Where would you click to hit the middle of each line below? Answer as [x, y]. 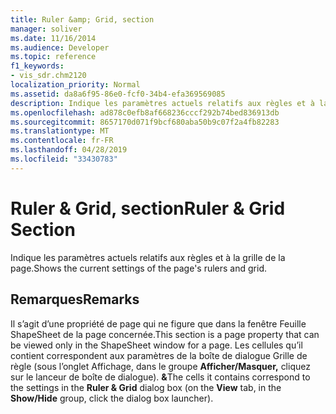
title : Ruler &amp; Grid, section [82, 19]
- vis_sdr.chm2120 [48, 76]
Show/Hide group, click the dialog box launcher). [112, 398]
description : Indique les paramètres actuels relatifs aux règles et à [162, 103]
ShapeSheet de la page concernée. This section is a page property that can [165, 334]
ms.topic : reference [53, 57]
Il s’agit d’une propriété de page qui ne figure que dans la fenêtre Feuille [158, 323]
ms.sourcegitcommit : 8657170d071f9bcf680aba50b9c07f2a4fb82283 [145, 122]
